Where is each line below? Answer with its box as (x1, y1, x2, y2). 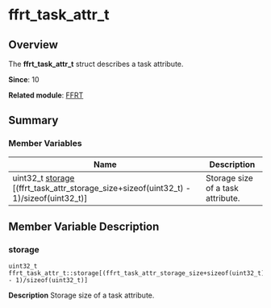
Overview (8, 38, 59, 52)
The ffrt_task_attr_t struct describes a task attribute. (8, 59, 184, 69)
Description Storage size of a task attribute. (8, 290, 155, 300)
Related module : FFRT (8, 90, 84, 100)
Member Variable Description (8, 220, 160, 234)
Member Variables (8, 138, 82, 149)
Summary (8, 114, 59, 127)
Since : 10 (8, 75, 40, 84)
